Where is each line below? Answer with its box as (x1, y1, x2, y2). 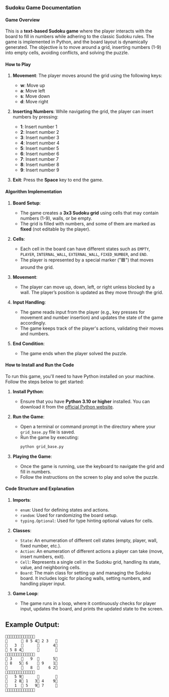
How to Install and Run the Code (5, 362, 75, 368)
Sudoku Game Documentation (5, 4, 81, 11)
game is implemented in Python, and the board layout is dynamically (5, 39, 148, 45)
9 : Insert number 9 (20, 167, 59, 173)
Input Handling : (12, 299, 46, 305)
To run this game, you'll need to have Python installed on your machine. (5, 373, 155, 379)
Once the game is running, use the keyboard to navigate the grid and (20, 463, 164, 469)
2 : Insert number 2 (20, 129, 59, 135)
